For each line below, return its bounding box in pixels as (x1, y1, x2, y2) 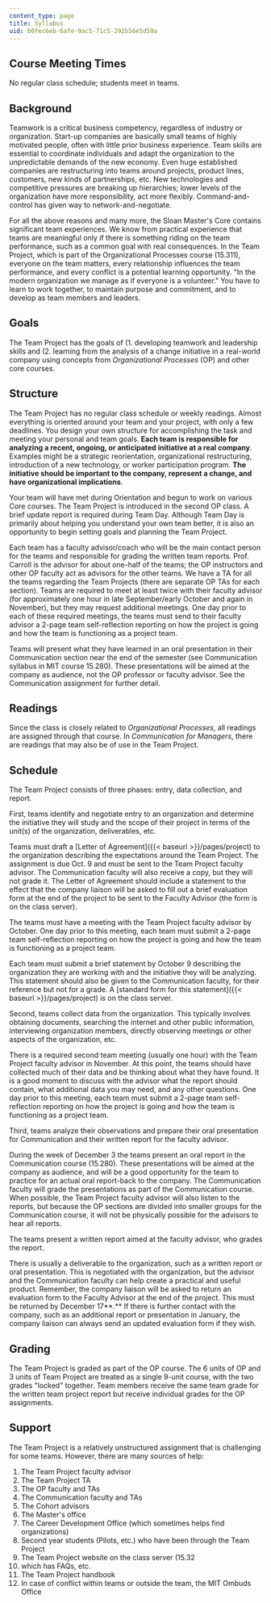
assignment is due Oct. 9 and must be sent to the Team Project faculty (9, 859, 244, 868)
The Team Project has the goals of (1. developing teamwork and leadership (9, 337, 258, 347)
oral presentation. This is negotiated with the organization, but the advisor (9, 1267, 255, 1277)
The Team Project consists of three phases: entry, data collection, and (9, 785, 243, 795)
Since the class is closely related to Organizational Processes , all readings (9, 723, 256, 733)
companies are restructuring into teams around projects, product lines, (9, 166, 244, 175)
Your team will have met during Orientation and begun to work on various (9, 492, 252, 502)
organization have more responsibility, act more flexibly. (9, 191, 195, 201)
